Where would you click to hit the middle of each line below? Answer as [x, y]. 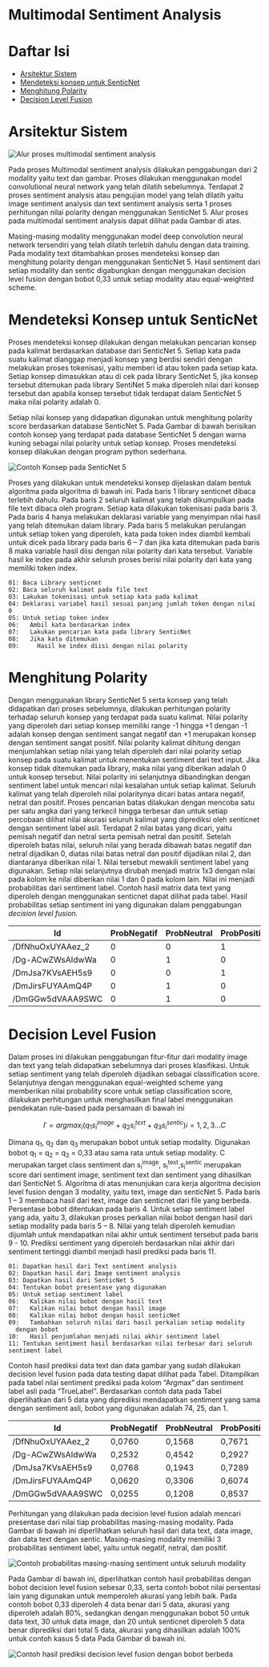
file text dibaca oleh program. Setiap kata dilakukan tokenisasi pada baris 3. [133, 508]
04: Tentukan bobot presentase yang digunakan [87, 1288]
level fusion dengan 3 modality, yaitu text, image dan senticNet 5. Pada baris [134, 1192]
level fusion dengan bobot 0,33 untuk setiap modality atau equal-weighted [131, 279]
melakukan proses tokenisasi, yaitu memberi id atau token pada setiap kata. [133, 368]
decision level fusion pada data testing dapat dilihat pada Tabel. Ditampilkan [134, 1374]
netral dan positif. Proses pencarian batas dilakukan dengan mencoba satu [132, 802]
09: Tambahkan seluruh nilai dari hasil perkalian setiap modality [127, 1323]
